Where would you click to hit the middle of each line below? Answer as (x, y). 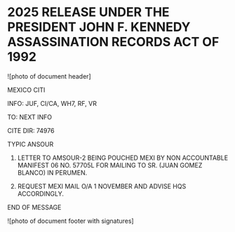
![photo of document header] (49, 76)
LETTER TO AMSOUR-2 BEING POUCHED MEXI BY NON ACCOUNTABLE (123, 158)
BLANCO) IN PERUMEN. (52, 172)
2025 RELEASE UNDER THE (88, 12)
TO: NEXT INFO (30, 117)
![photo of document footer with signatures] (71, 221)
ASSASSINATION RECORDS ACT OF (113, 42)
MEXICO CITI (26, 90)
